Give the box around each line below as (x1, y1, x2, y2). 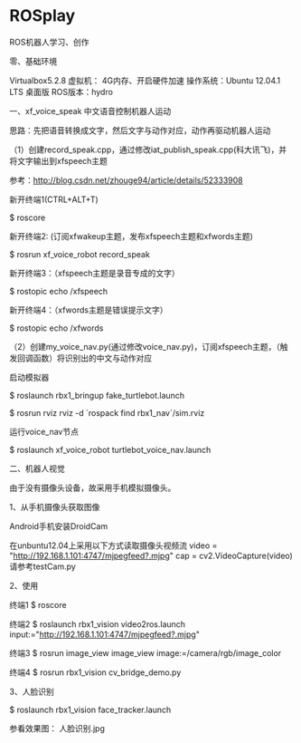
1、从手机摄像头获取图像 (9, 501, 100, 512)
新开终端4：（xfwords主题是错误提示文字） (9, 304, 168, 315)
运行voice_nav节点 (9, 426, 80, 437)
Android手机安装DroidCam (9, 520, 108, 531)
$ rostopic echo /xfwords (9, 323, 104, 333)
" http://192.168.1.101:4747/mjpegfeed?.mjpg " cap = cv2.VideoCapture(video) (9, 550, 294, 561)
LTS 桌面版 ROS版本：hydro (9, 86, 113, 97)
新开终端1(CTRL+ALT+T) (9, 194, 99, 205)
